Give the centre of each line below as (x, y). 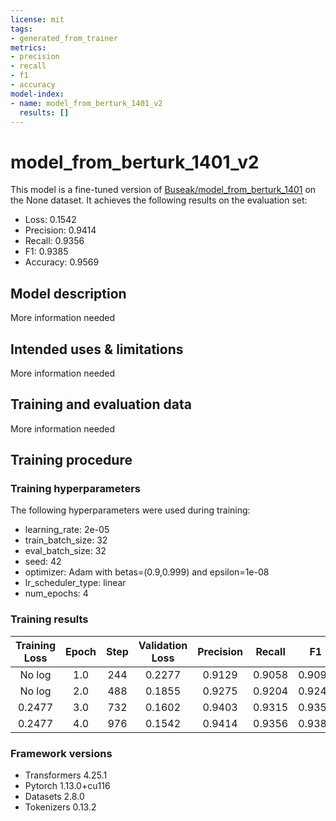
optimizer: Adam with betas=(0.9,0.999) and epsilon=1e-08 (147, 572)
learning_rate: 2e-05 (67, 530)
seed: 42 (43, 562)
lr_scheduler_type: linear (75, 583)
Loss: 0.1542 (50, 220)
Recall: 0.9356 (54, 241)
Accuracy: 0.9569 (62, 262)
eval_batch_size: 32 (65, 551)
